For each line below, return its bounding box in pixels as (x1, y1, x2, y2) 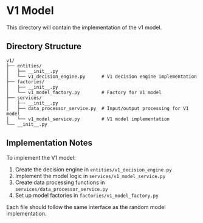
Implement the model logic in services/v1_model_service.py (15, 172, 166, 179)
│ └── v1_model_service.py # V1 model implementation (6, 116, 170, 122)
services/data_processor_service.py (15, 186, 108, 192)
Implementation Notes (6, 138, 93, 148)
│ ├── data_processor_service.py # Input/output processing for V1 (6, 105, 189, 111)
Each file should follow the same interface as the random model (6, 203, 166, 210)
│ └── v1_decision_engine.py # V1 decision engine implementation (6, 74, 198, 80)
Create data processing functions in (15, 179, 105, 186)
